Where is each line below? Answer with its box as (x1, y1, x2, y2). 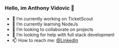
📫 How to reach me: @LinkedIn (12, 37, 79, 43)
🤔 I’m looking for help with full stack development (12, 32, 115, 38)
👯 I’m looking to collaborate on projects (12, 26, 94, 32)
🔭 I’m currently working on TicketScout (12, 16, 93, 22)
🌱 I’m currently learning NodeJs (12, 21, 78, 27)
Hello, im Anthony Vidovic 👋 (5, 4, 75, 11)
